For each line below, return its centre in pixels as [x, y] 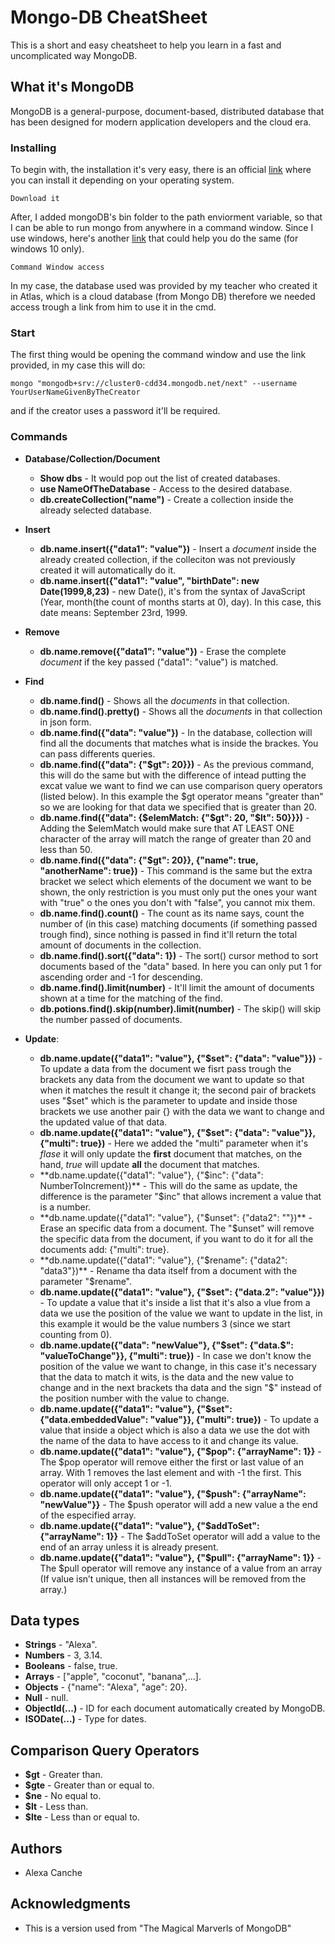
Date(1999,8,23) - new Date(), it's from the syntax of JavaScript [172, 591]
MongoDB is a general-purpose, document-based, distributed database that [167, 111]
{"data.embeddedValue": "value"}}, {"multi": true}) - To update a [179, 1419]
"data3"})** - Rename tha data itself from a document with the [168, 1270]
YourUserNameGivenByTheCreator [75, 392]
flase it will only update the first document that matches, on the [171, 1153]
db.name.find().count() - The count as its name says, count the [172, 913]
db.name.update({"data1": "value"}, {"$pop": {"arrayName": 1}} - [180, 1451]
